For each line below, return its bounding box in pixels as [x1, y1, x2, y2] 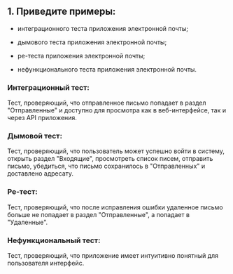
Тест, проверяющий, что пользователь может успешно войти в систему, [7, 147, 225, 155]
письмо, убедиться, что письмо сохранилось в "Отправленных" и [7, 162, 206, 171]
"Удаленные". [7, 218, 48, 226]
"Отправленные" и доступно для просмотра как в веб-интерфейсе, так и [7, 106, 227, 115]
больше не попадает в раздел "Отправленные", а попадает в [7, 210, 190, 218]
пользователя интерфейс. [7, 259, 85, 267]
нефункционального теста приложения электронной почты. [17, 65, 197, 73]
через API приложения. [7, 114, 77, 122]
